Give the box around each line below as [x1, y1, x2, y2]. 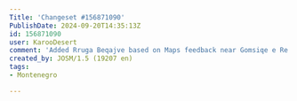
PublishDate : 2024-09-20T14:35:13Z [9, 21, 141, 30]
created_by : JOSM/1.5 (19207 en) [9, 54, 133, 63]
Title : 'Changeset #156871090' [9, 12, 125, 22]
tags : [9, 63, 29, 72]
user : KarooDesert [9, 37, 77, 47]
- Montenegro [9, 71, 58, 80]
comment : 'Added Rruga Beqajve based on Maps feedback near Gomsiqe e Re [9, 46, 289, 55]
